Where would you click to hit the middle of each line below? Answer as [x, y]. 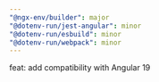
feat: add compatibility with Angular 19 [80, 68]
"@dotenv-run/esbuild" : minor [66, 34]
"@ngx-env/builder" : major [59, 17]
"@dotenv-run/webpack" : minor [66, 42]
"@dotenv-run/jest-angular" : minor [75, 26]
